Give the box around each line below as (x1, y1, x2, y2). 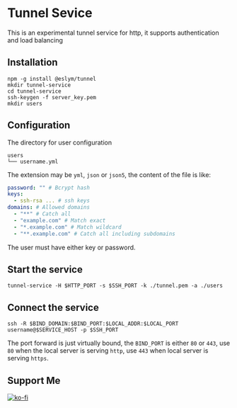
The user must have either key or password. (7, 243, 136, 251)
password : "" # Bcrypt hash (7, 184, 91, 191)
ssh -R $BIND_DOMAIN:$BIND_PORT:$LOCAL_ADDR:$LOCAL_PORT (7, 320, 179, 327)
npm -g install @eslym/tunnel (7, 75, 97, 82)
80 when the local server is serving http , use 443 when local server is (7, 346, 209, 355)
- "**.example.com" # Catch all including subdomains (13, 230, 175, 237)
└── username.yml (7, 158, 59, 165)
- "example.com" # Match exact (13, 217, 106, 224)
